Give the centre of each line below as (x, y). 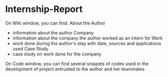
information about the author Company (53, 32)
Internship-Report (44, 9)
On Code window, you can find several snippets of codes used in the (77, 63)
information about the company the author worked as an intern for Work (88, 38)
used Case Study (31, 48)
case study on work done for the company (57, 54)
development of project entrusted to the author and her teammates (75, 69)
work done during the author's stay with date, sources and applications (87, 43)
